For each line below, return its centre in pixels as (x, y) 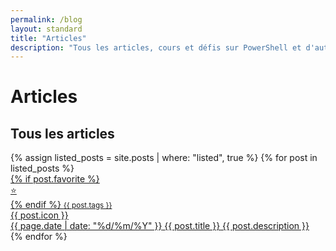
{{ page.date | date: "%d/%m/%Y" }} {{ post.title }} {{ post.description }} (160, 226)
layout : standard (46, 29)
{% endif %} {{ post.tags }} (61, 205)
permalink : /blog (46, 19)
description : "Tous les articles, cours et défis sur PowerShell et (156, 47)
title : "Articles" (48, 38)
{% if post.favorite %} (55, 179)
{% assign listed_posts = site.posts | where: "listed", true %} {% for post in (164, 158)
